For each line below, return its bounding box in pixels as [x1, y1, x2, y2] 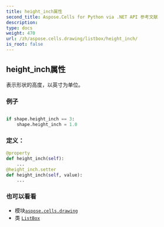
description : [6, 19, 38, 25]
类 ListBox [14, 214, 40, 221]
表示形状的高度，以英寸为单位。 [6, 81, 83, 88]
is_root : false [6, 42, 43, 48]
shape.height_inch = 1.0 [16, 121, 78, 127]
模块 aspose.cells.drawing [14, 206, 78, 214]
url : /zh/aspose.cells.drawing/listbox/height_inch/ [6, 36, 138, 42]
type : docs [6, 25, 33, 31]
